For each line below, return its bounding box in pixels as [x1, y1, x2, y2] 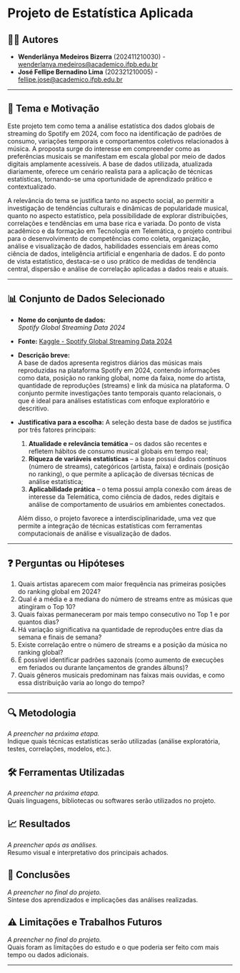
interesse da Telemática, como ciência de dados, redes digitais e [28, 492, 220, 501]
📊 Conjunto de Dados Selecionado [7, 293, 166, 305]
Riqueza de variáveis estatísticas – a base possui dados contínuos [28, 454, 227, 463]
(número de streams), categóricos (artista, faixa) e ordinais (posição [28, 462, 230, 470]
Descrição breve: [17, 350, 70, 359]
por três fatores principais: [17, 425, 96, 434]
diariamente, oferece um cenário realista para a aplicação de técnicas [7, 167, 213, 176]
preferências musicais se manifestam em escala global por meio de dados [7, 152, 226, 160]
